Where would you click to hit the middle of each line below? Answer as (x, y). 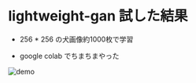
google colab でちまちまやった (69, 56)
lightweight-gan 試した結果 (98, 16)
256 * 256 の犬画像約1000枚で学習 (76, 39)
